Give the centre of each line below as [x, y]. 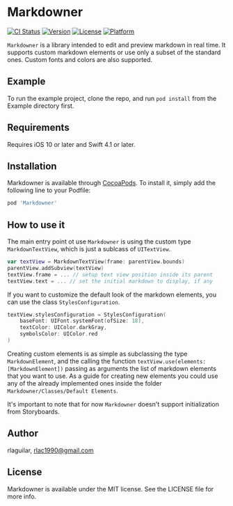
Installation [32, 166]
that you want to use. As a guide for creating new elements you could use [113, 376]
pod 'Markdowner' [32, 203]
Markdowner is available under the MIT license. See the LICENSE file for [111, 489]
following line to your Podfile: [49, 190]
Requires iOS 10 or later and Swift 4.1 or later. [71, 144]
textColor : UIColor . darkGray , [64, 328]
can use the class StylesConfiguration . [64, 302]
